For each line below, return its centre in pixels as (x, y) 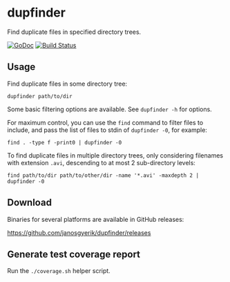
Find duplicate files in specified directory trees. (74, 32)
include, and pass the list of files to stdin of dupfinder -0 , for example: (107, 130)
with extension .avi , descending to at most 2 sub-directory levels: (101, 162)
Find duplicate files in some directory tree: (67, 84)
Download (29, 203)
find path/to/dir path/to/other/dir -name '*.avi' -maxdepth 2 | (103, 175)
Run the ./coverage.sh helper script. (59, 271)
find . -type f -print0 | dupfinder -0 (65, 142)
